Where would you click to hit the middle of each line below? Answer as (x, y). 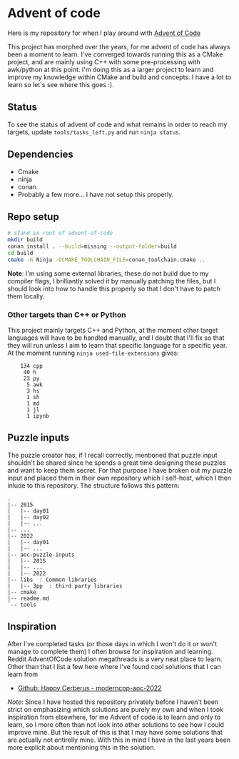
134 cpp (31, 366)
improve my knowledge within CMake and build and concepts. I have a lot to (119, 77)
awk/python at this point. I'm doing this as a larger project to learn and (111, 69)
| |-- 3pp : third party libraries (65, 586)
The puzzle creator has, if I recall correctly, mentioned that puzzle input (112, 455)
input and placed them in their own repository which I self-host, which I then (119, 478)
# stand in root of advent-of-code (60, 233)
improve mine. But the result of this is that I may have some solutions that (115, 732)
